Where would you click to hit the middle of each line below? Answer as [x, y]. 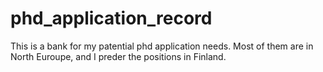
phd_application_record [111, 18]
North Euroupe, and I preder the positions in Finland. [118, 56]
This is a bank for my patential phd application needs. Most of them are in [162, 46]
